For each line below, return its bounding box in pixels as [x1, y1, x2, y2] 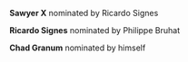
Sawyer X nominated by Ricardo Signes [9, 8, 159, 18]
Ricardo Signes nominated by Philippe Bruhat [9, 25, 180, 35]
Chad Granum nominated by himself [9, 42, 146, 53]
